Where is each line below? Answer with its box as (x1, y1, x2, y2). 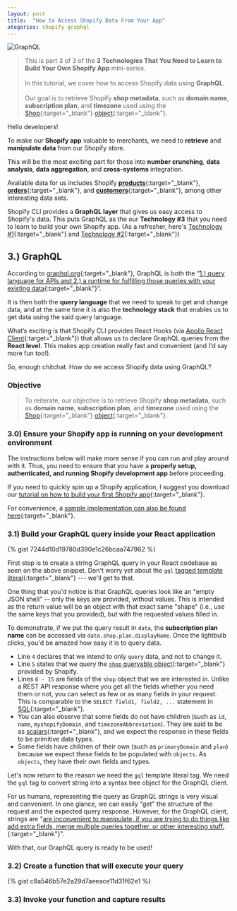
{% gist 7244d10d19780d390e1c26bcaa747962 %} (7, 545, 157, 554)
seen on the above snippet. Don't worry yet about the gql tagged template (7, 566, 224, 575)
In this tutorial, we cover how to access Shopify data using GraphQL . (24, 79, 225, 88)
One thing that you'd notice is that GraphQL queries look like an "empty (7, 588, 215, 596)
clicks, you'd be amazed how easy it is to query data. (7, 638, 162, 647)
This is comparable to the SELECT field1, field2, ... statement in (17, 697, 214, 706)
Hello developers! (7, 123, 59, 131)
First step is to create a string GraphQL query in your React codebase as (7, 559, 218, 567)
